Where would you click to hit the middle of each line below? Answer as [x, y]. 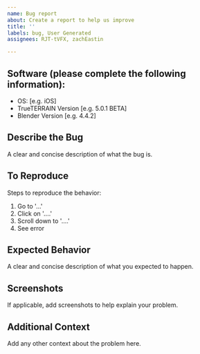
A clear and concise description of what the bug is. [80, 154]
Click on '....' [35, 213]
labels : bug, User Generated [49, 33]
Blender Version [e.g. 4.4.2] [57, 116]
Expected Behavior [49, 250]
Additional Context [48, 327]
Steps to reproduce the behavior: [54, 193]
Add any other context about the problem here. [74, 343]
